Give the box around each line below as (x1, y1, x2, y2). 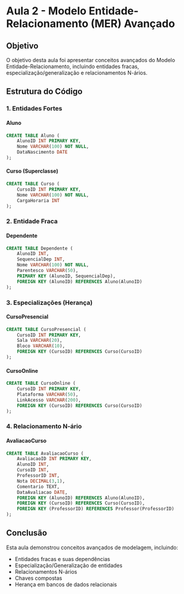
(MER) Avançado (90, 17, 176, 30)
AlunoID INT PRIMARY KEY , (17, 138, 82, 144)
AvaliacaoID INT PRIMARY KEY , (17, 456, 92, 462)
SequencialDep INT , (17, 256, 66, 262)
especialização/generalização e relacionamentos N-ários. (6, 69, 148, 76)
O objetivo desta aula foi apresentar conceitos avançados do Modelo (6, 57, 176, 63)
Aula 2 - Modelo (6, 4, 87, 18)
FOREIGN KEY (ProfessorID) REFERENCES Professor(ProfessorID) (17, 506, 174, 512)
